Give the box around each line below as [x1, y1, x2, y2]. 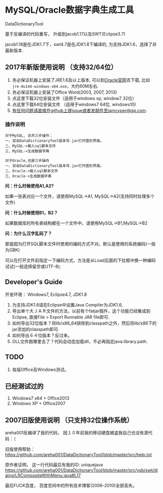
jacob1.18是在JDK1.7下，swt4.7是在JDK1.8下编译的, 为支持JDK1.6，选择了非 [5, 41, 157, 47]
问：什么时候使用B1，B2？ [5, 210, 58, 216]
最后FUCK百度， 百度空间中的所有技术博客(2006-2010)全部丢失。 [5, 483, 137, 489]
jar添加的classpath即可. [12, 326, 59, 332]
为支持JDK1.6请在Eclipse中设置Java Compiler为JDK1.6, [12, 302, 123, 308]
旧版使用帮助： [5, 446, 35, 452]
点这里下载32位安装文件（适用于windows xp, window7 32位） [12, 95, 137, 101]
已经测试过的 [5, 382, 44, 390]
